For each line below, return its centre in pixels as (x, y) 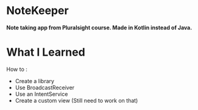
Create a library (35, 81)
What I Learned (46, 52)
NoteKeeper (37, 11)
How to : (17, 69)
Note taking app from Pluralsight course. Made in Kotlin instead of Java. (99, 28)
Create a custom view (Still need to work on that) (76, 100)
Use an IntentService (41, 94)
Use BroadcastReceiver (45, 87)
